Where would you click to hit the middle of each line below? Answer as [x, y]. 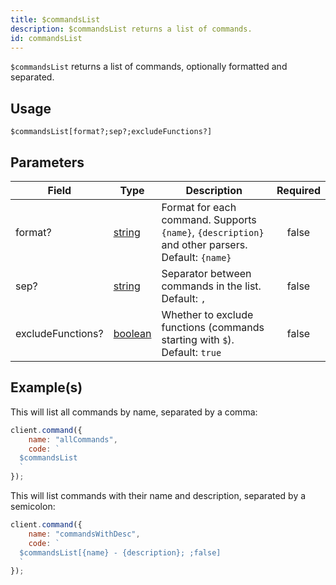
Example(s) [46, 387]
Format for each [199, 207]
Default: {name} [196, 257]
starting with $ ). [198, 339]
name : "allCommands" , [73, 439]
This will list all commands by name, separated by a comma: [134, 412]
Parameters [47, 162]
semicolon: [33, 507]
